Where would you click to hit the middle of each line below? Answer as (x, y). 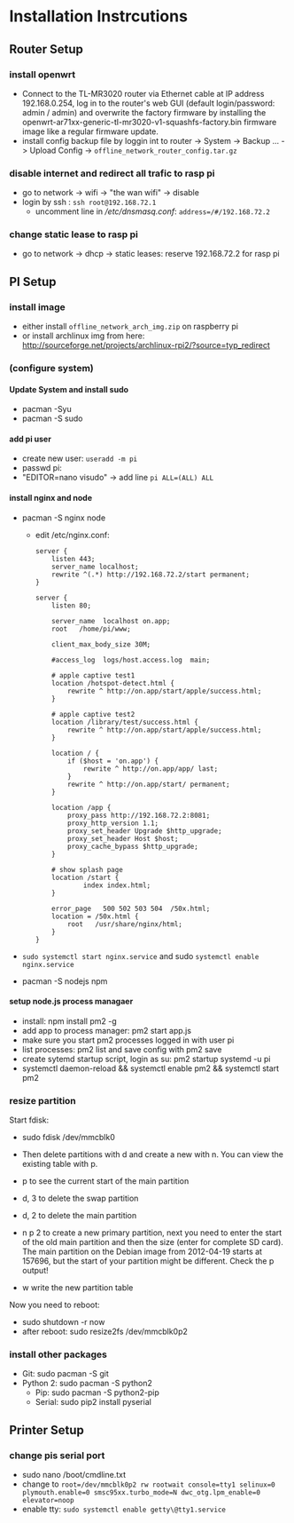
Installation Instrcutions (99, 16)
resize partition (43, 1100)
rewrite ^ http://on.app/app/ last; (151, 769)
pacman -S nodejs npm (65, 981)
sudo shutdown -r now (63, 1322)
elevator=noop (48, 1501)
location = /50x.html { (95, 916)
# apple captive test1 (93, 675)
